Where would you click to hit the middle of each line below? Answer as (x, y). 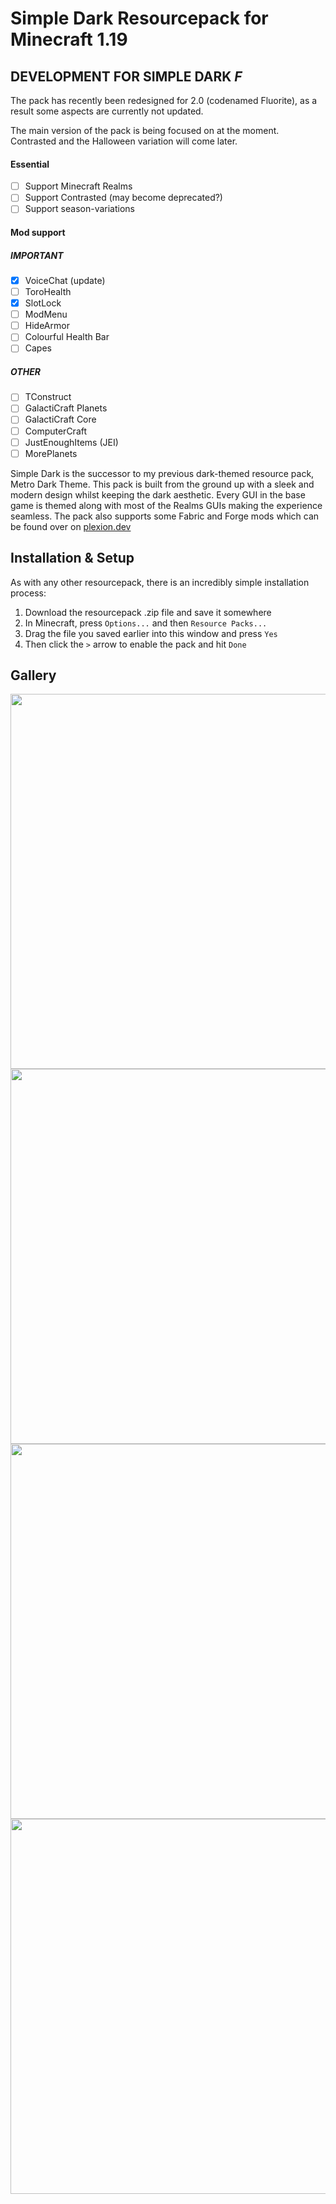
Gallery (33, 675)
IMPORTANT (37, 255)
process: (28, 593)
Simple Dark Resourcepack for (139, 18)
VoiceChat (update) (65, 280)
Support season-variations (79, 209)
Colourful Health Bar (67, 337)
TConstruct (48, 397)
